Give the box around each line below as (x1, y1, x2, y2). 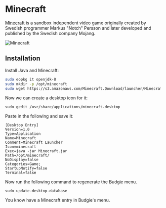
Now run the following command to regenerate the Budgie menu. (5, 179, 137, 185)
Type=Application (5, 131, 41, 136)
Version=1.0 (5, 127, 30, 132)
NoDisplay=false (5, 157, 39, 163)
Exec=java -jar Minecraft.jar (5, 149, 68, 154)
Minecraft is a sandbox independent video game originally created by (5, 20, 147, 26)
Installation (5, 54, 41, 63)
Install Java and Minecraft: (5, 67, 59, 73)
